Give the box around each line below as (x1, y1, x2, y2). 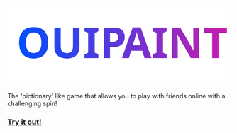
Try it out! (7, 117, 42, 127)
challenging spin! (7, 99, 57, 108)
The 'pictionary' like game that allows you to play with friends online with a (7, 92, 226, 100)
